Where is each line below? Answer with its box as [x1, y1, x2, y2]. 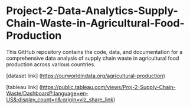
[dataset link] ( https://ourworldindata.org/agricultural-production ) [6, 72, 165, 79]
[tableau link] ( [6, 83, 41, 90]
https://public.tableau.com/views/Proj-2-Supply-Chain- [41, 83, 176, 90]
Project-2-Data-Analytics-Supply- [6, 4, 178, 18]
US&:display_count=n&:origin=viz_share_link [6, 96, 114, 103]
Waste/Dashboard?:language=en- [6, 90, 89, 97]
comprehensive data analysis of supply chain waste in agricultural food [6, 54, 179, 62]
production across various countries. [6, 60, 96, 68]
